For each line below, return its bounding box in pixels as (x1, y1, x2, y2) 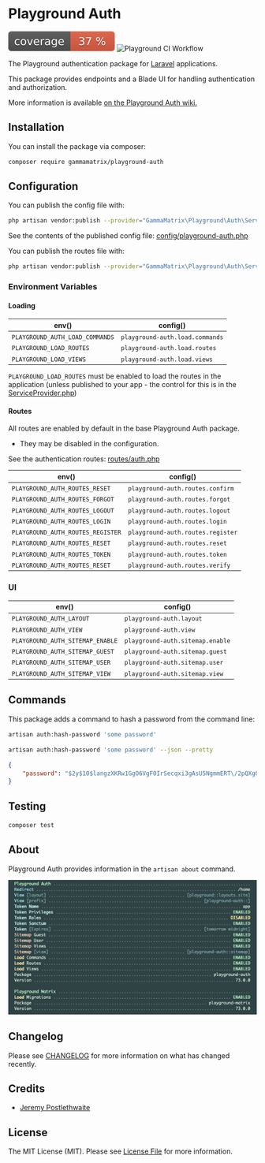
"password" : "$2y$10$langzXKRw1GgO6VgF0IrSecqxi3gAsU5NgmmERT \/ (22, 770, 238, 777)
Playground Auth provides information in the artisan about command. (8, 864, 236, 874)
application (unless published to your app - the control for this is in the (8, 380, 237, 390)
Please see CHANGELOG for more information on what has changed (8, 1050, 230, 1060)
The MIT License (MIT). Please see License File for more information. (8, 1146, 233, 1156)
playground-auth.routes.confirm (127, 485, 234, 493)
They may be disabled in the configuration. (19, 439, 159, 449)
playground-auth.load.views (121, 356, 213, 363)
